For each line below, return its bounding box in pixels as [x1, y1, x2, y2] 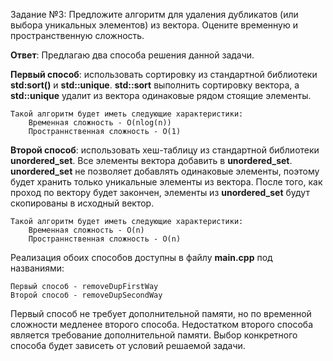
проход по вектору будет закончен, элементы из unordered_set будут [10, 187, 310, 198]
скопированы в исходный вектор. [10, 197, 155, 209]
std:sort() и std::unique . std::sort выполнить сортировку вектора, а [10, 79, 300, 91]
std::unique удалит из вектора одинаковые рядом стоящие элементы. [10, 90, 312, 101]
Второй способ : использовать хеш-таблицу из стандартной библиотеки [10, 144, 320, 156]
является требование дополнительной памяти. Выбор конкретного [10, 329, 298, 341]
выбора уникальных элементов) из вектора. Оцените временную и [10, 19, 298, 31]
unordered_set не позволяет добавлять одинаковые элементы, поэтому [10, 165, 320, 177]
